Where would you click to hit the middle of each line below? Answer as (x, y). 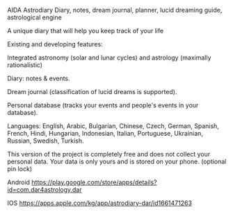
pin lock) (20, 169)
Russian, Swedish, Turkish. (46, 141)
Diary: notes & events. (39, 78)
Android (18, 182)
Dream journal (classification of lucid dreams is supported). (92, 92)
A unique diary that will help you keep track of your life (86, 31)
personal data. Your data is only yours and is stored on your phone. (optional (117, 161)
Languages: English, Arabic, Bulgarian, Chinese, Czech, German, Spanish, (113, 126)
